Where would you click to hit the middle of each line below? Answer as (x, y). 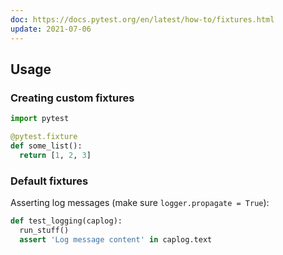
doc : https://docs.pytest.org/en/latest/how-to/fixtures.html (142, 19)
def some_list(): (46, 146)
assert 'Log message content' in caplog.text (116, 239)
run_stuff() (44, 230)
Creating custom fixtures (72, 98)
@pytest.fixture (44, 137)
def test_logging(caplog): (66, 221)
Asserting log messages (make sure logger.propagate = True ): (140, 202)
